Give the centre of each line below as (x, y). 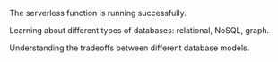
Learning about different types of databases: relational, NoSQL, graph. (139, 30)
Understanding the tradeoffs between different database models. (130, 48)
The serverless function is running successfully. (98, 13)
